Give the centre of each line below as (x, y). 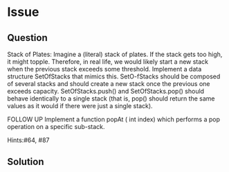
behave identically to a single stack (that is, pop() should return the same (111, 98)
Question (27, 38)
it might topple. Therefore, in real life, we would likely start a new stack (108, 62)
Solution (26, 162)
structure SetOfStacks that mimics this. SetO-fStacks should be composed (114, 76)
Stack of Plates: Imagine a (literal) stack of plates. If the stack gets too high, (115, 54)
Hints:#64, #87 (28, 140)
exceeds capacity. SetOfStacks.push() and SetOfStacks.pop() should (106, 91)
